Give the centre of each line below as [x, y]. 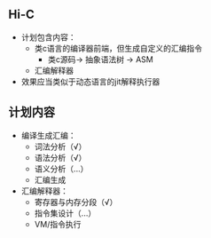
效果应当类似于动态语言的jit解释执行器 [90, 81]
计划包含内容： [48, 37]
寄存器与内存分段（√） [76, 202]
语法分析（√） [60, 157]
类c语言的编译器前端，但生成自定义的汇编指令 [118, 48]
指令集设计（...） [65, 213]
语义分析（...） [61, 169]
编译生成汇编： [48, 135]
